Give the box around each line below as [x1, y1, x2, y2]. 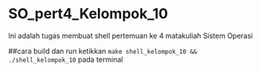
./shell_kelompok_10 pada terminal [8, 55, 123, 64]
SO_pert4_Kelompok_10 [8, 5, 169, 23]
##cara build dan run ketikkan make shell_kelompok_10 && [8, 46, 197, 55]
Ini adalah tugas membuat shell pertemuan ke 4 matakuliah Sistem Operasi [8, 31, 253, 40]
